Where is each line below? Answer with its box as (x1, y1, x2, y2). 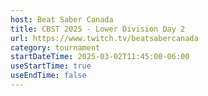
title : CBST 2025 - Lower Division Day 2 (10, 24, 186, 34)
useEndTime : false (10, 71, 87, 81)
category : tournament (10, 42, 101, 53)
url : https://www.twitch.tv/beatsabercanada (10, 33, 199, 43)
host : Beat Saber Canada (10, 14, 114, 25)
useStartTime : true (10, 61, 92, 71)
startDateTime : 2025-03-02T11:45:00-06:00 (10, 52, 190, 62)
